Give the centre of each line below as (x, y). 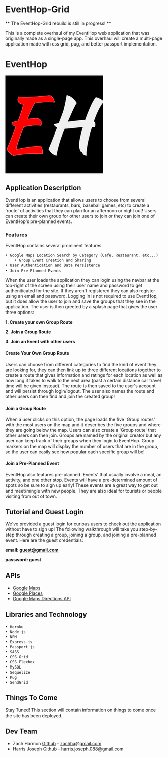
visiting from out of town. (31, 496)
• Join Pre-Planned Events (33, 271)
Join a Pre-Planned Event (32, 463)
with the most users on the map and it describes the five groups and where (83, 425)
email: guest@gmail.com (32, 550)
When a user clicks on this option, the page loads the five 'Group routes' (80, 419)
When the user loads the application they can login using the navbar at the (82, 280)
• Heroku (14, 627)
